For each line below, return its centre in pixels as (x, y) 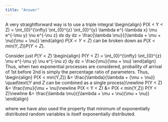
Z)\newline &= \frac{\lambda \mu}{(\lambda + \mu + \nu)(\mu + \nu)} (77, 93)
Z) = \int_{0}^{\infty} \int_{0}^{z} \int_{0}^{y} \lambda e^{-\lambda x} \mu (81, 30)
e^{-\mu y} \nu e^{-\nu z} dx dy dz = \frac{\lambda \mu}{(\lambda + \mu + (83, 35)
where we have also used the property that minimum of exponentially (78, 108)
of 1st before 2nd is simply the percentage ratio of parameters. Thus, (77, 72)
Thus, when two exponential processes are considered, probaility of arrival (84, 66)
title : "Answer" (22, 10)
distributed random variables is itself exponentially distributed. (71, 114)
